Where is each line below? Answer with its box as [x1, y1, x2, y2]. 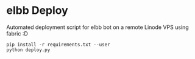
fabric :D [6, 29, 29, 37]
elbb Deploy [6, 4, 68, 17]
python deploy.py [6, 46, 51, 53]
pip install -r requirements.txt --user [6, 42, 111, 48]
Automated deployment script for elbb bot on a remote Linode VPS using [6, 23, 189, 31]
